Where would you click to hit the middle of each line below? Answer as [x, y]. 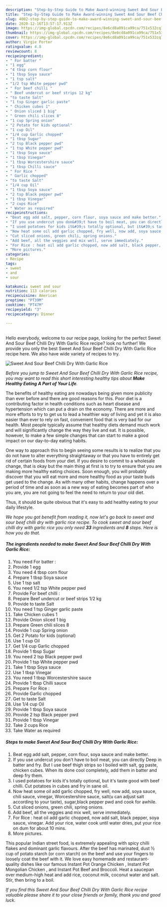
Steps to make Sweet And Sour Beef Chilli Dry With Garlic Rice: [72, 742]
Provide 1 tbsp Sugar [34, 651]
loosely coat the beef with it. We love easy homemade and [65, 859]
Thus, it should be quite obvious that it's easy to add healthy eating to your [82, 502]
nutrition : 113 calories [31, 291]
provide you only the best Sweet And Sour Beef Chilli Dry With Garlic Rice [81, 349]
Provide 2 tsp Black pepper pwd [46, 715]
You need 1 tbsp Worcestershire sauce [52, 678]
